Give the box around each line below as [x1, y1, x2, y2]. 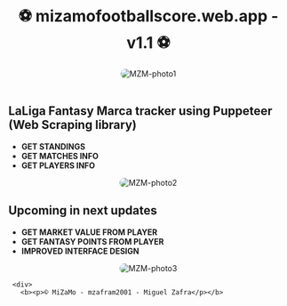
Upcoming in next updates [8, 203, 157, 218]
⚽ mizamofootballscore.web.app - [18, 6, 279, 27]
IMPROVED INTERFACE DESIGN [20, 246, 140, 256]
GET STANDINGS [20, 141, 86, 151]
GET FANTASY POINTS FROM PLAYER [20, 236, 164, 246]
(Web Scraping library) [8, 117, 137, 133]
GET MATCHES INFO [20, 150, 100, 161]
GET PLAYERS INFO [20, 160, 95, 171]
